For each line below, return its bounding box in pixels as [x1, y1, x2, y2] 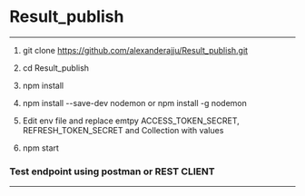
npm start [22, 142, 59, 153]
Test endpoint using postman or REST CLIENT [9, 165, 215, 178]
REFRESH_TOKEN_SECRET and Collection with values [22, 124, 224, 135]
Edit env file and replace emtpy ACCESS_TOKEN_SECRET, [22, 115, 240, 126]
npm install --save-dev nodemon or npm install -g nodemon [22, 97, 247, 108]
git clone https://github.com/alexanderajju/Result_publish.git [22, 44, 248, 55]
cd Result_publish [22, 62, 89, 73]
